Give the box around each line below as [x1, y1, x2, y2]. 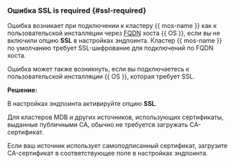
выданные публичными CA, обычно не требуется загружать [7, 121, 188, 129]
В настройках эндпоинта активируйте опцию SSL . [7, 100, 158, 108]
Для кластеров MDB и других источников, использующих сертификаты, [7, 113, 224, 121]
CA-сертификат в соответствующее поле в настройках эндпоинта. [7, 149, 208, 158]
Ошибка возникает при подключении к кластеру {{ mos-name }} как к [7, 22, 217, 30]
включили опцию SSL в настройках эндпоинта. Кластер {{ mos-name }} [7, 36, 222, 45]
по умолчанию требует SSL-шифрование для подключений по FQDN [7, 44, 214, 53]
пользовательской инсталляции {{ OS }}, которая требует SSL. [7, 72, 195, 81]
